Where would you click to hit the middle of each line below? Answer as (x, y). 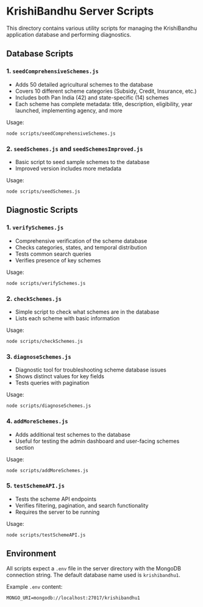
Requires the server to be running (57, 512)
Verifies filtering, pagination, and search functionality (82, 505)
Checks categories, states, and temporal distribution (81, 247)
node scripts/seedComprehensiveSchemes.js (61, 133)
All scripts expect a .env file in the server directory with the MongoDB (94, 568)
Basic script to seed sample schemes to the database (82, 162)
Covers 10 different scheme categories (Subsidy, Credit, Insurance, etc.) (106, 91)
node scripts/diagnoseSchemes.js (49, 406)
